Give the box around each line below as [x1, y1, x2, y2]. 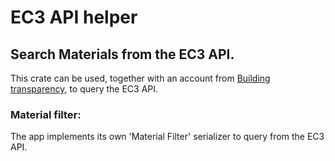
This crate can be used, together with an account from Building [10, 72, 271, 84]
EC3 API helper [10, 6, 138, 29]
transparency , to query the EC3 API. [10, 83, 159, 95]
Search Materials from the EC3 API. [10, 46, 235, 63]
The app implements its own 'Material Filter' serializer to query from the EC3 [10, 131, 325, 143]
